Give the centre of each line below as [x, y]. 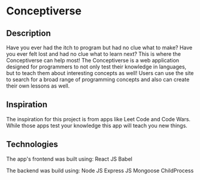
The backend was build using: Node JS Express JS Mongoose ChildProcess [100, 170]
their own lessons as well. [38, 86]
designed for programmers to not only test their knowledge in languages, [96, 67]
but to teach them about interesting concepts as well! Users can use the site [100, 73]
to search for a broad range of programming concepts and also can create [98, 79]
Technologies [32, 144]
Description [28, 33]
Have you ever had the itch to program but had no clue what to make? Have [99, 47]
